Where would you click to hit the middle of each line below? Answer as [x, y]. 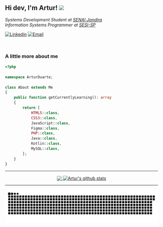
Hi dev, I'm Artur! [32, 8]
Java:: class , [44, 138]
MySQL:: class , [45, 149]
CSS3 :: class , [44, 118]
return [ [31, 108]
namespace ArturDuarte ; [29, 77]
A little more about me [32, 56]
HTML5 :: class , [45, 113]
